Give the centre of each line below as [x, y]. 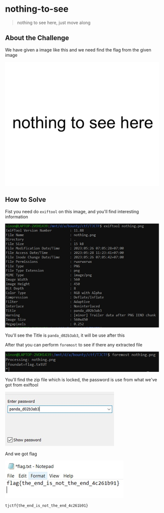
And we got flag [21, 454]
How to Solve [26, 200]
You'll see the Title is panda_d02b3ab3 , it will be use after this [65, 335]
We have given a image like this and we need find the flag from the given [78, 49]
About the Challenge [37, 38]
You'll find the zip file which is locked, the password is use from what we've [81, 379]
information [17, 217]
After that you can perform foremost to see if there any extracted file [74, 344]
